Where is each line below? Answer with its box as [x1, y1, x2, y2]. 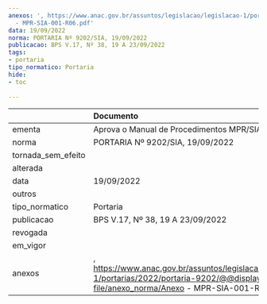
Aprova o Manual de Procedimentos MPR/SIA [93, 124, 262, 135]
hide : [8, 71, 26, 79]
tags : [8, 48, 26, 56]
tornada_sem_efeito [12, 150, 86, 161]
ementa [12, 124, 41, 135]
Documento [93, 110, 139, 121]
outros [12, 188, 37, 199]
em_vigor [12, 240, 46, 251]
